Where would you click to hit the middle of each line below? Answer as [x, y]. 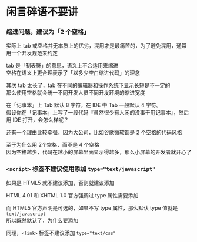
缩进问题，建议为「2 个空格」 [48, 32]
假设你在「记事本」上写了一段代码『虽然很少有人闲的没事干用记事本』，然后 [98, 113]
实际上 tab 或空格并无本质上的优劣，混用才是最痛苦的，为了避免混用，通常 [96, 46]
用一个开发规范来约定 [32, 53]
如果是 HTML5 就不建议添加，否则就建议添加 [60, 183]
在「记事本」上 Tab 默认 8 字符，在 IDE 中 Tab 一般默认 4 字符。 [84, 105]
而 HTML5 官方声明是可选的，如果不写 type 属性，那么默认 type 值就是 [92, 208]
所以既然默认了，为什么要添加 [42, 220]
